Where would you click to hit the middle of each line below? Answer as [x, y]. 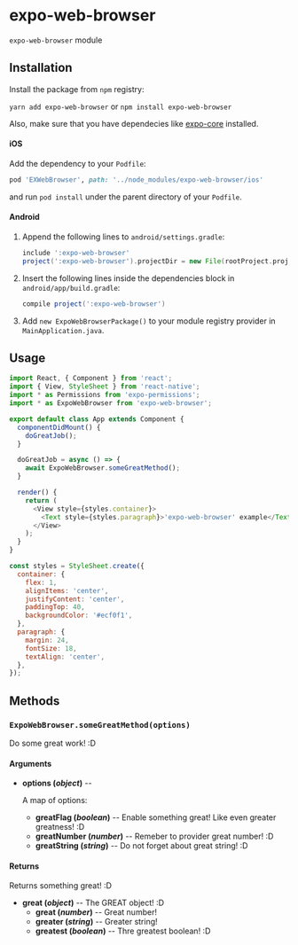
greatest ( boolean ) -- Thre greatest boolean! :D [123, 931]
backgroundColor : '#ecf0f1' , [79, 616]
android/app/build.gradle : [71, 287]
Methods [35, 701]
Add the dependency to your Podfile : [78, 163]
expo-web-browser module [56, 40]
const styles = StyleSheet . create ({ [77, 566]
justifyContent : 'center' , [75, 599]
